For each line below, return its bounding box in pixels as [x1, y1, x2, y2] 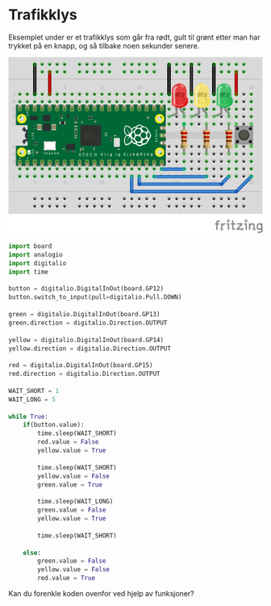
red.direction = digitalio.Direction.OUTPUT [8, 370, 161, 378]
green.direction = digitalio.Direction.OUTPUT [8, 319, 168, 327]
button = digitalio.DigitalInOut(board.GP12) [8, 285, 164, 293]
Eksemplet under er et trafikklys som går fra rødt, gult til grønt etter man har [8, 32, 261, 42]
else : [23, 549, 42, 557]
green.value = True [37, 480, 103, 489]
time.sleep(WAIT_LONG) [37, 498, 114, 506]
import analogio [8, 250, 63, 259]
